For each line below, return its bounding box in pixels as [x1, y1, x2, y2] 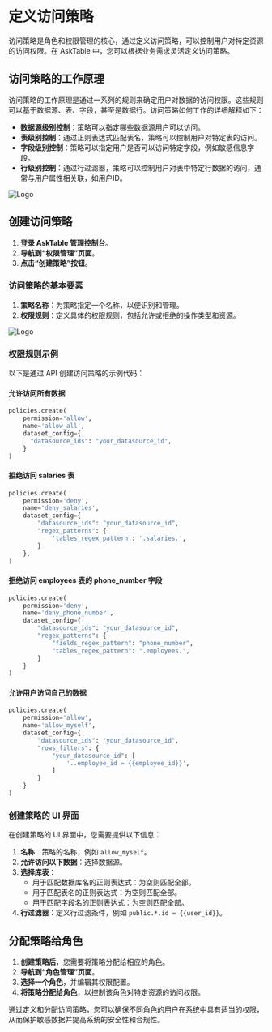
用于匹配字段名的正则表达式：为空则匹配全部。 [32, 897, 189, 908]
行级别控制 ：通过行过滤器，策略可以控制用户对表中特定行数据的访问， [19, 163, 255, 173]
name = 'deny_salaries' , [23, 504, 100, 512]
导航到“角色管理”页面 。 [19, 967, 100, 977]
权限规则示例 [8, 348, 59, 359]
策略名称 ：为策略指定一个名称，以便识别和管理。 [19, 300, 184, 310]
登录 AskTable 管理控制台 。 [19, 238, 113, 247]
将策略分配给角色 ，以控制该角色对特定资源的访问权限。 [19, 987, 205, 997]
